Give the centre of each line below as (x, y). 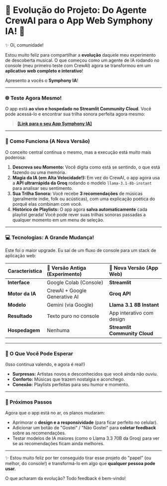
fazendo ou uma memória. (39, 172)
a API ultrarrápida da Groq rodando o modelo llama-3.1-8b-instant (82, 183)
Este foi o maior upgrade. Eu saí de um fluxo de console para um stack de (81, 250)
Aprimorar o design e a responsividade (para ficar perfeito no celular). (85, 422)
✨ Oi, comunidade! (24, 45)
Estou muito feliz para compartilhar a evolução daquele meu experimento (81, 55)
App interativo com (131, 313)
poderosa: (16, 157)
